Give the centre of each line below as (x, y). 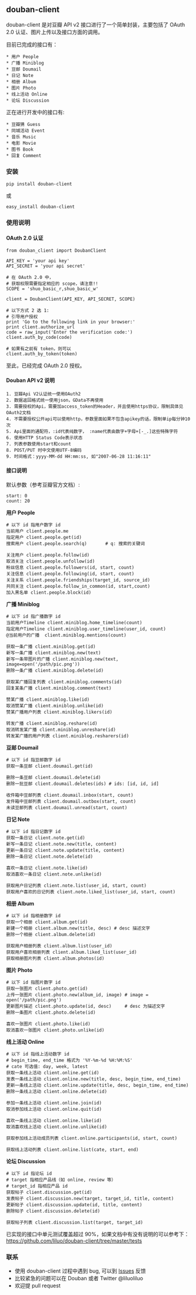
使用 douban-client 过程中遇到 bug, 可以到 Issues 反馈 (80, 1271)
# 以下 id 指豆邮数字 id (33, 760)
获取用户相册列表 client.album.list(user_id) (59, 946)
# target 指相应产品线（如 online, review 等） (61, 1180)
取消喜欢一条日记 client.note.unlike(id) (54, 874)
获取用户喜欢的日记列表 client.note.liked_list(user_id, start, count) (91, 892)
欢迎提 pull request (37, 1286)
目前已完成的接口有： (32, 44)
